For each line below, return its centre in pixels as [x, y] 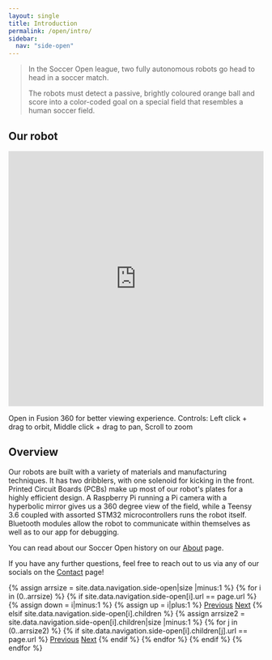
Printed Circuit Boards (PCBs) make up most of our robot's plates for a [126, 489]
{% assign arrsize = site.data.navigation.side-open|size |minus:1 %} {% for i [135, 587]
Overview [34, 452]
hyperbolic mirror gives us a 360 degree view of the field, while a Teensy [130, 506]
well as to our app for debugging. [64, 532]
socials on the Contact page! [56, 572]
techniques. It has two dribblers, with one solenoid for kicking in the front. [132, 480]
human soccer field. [62, 111]
